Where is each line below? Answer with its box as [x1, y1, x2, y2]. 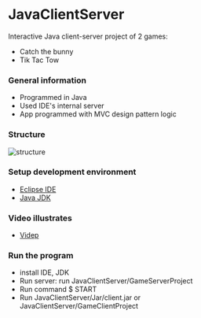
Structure [8, 129, 46, 140]
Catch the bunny [19, 46, 74, 56]
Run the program [8, 250, 74, 261]
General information [8, 75, 86, 86]
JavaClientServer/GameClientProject [19, 301, 139, 311]
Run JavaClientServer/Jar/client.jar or [19, 293, 141, 302]
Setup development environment [8, 167, 137, 178]
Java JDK [19, 193, 51, 202]
